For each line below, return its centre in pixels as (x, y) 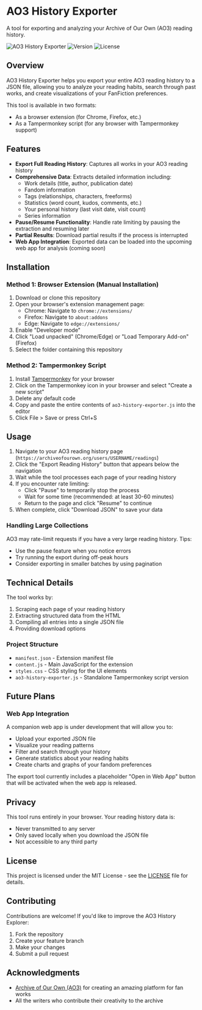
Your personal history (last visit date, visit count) (85, 209)
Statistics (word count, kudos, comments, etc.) (83, 202)
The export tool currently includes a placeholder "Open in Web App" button (101, 776)
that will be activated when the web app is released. (72, 783)
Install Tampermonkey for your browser (65, 379)
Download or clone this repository (58, 298)
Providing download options (50, 629)
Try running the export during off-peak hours (72, 557)
